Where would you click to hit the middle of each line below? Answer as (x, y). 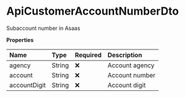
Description (125, 55)
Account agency (131, 65)
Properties (20, 40)
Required (89, 55)
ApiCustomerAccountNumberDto (93, 11)
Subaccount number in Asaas (43, 28)
